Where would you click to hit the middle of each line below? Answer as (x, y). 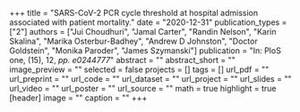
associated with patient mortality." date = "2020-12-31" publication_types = (148, 22)
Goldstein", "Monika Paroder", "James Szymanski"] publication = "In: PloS (146, 51)
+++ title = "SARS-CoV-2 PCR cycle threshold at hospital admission (133, 13)
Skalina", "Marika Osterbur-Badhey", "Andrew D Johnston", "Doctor (133, 41)
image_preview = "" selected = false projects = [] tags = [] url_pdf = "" (139, 69)
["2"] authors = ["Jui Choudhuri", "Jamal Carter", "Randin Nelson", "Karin (143, 32)
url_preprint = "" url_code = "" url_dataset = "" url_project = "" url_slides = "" (150, 79)
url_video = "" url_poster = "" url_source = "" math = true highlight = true (143, 88)
